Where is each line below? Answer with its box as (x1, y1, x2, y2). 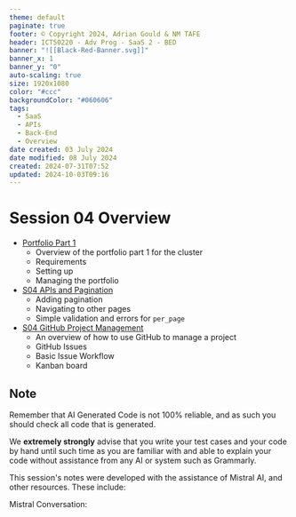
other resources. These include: (9, 481, 126, 492)
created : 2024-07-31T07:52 (9, 162, 109, 171)
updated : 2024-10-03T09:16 (9, 170, 109, 179)
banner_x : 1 (9, 54, 53, 63)
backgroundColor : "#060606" (9, 95, 114, 105)
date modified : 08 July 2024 (9, 153, 117, 163)
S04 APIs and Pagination (21, 285, 114, 296)
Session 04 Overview (9, 208, 172, 228)
